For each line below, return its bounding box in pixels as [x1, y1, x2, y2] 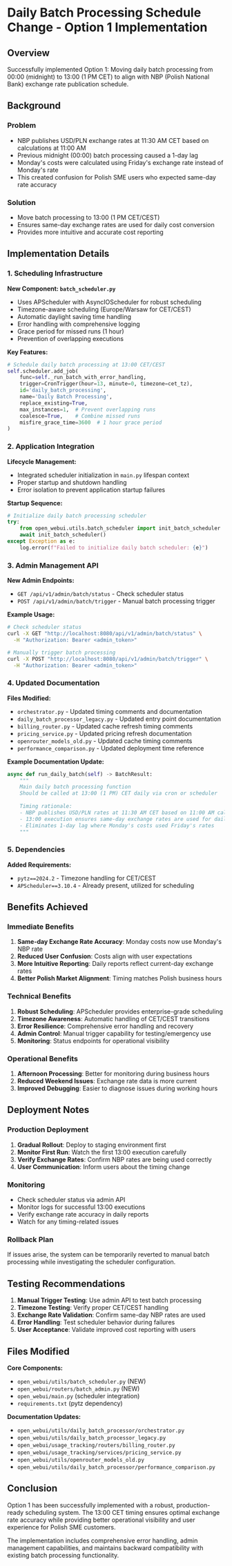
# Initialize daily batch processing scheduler [7, 512, 147, 519]
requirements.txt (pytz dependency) [17, 1399, 123, 1407]
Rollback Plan [7, 1235, 54, 1244]
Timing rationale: [19, 803, 72, 810]
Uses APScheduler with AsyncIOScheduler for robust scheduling [17, 298, 202, 306]
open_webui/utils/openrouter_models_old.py [17, 1456, 145, 1463]
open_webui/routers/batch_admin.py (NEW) [17, 1384, 140, 1393]
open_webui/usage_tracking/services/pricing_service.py [17, 1449, 182, 1456]
